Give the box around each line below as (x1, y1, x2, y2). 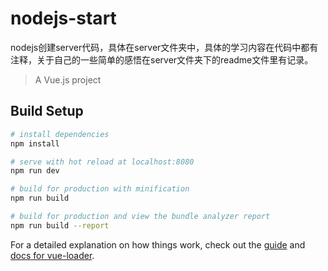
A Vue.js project (34, 73, 102, 86)
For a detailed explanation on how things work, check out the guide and (10, 238, 306, 251)
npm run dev (10, 166, 60, 176)
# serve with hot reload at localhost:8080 (10, 157, 195, 167)
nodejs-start (10, 7, 117, 30)
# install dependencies (10, 129, 110, 139)
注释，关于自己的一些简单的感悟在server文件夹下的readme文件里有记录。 (10, 53, 314, 66)
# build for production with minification (10, 184, 190, 194)
